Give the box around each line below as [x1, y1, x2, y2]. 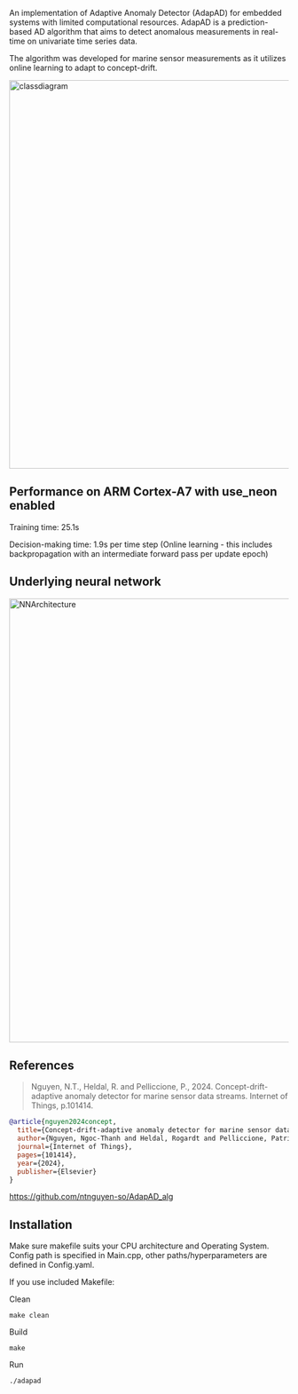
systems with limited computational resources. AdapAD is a [9, 17, 226, 28]
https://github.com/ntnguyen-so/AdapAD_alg [9, 1192, 174, 1202]
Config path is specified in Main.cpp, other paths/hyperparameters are [9, 1250, 268, 1261]
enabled [9, 498, 56, 513]
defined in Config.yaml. [9, 1260, 95, 1271]
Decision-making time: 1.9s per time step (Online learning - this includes [9, 539, 273, 550]
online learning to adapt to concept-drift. [9, 62, 158, 73]
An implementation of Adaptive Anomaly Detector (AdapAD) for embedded [9, 8, 282, 18]
